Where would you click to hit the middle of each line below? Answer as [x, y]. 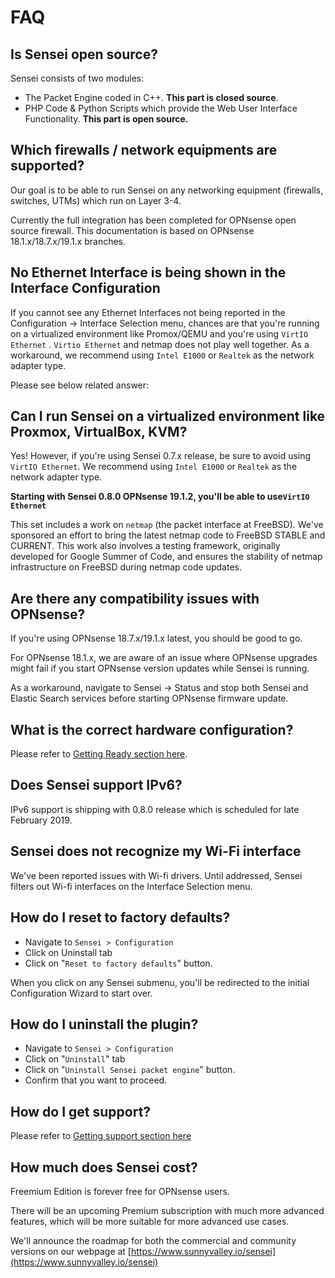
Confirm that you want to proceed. [96, 1080]
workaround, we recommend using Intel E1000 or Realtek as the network [162, 355]
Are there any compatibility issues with [135, 598]
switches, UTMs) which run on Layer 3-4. [96, 200]
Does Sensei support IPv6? [96, 785]
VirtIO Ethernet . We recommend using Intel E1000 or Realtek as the [154, 467]
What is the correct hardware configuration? [152, 729]
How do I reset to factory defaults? [120, 917]
